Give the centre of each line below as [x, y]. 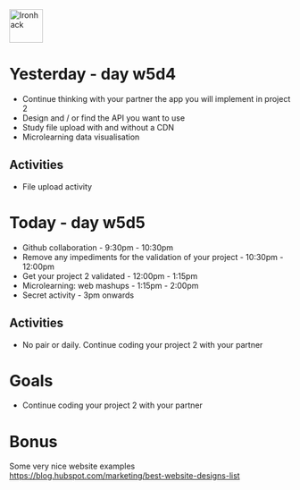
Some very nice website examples [72, 466]
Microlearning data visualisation [81, 137]
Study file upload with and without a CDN [98, 127]
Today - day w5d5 [77, 222]
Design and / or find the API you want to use [104, 118]
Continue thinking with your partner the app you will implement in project [156, 98]
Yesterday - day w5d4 [93, 74]
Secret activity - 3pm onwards [78, 295]
